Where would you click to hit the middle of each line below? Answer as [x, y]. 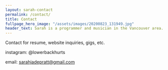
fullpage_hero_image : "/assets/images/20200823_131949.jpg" [70, 24]
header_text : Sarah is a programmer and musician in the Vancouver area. [85, 28]
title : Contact [21, 19]
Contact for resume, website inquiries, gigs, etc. [55, 42]
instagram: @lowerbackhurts [35, 52]
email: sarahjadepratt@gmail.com [40, 62]
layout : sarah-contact [29, 10]
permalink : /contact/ [28, 14]
